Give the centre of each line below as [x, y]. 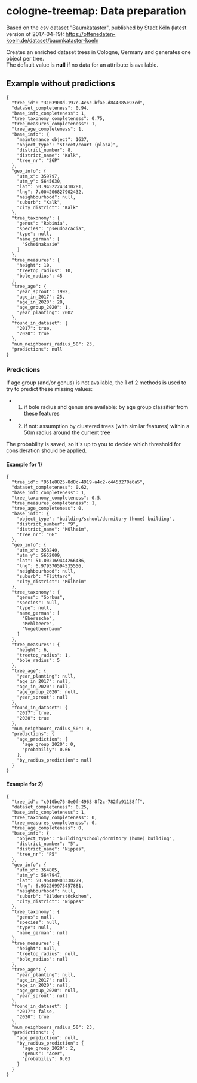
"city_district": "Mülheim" [52, 582]
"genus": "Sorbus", [41, 598]
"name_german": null [42, 933]
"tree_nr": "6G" [37, 535]
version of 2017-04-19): [35, 34]
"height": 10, [34, 265]
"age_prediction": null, [48, 1038]
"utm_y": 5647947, [40, 876]
